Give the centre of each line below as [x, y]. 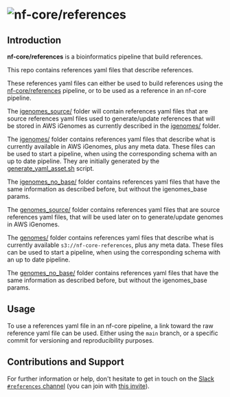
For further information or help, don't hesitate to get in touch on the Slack [111, 378]
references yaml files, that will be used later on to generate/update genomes [115, 217]
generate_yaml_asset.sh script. [51, 168]
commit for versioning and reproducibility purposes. [81, 340]
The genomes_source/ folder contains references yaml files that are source [114, 210]
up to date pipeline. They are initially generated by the [83, 161]
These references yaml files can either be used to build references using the [115, 83]
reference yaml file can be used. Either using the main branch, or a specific [113, 333]
